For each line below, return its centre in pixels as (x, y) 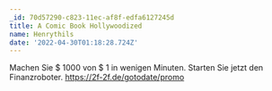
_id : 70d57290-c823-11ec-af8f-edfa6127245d (92, 17)
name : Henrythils (42, 34)
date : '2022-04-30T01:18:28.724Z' (74, 42)
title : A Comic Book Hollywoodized (76, 26)
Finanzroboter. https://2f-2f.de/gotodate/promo (97, 78)
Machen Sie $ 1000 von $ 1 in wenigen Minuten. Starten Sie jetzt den (136, 68)
